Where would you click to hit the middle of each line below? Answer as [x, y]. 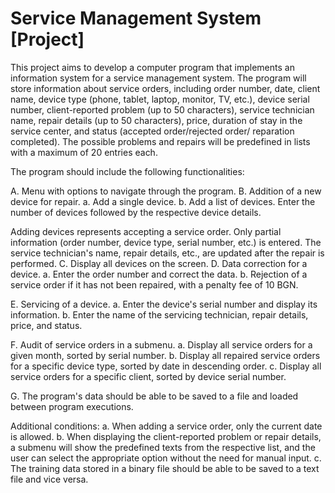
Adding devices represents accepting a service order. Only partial [146, 231]
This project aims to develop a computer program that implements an [152, 67]
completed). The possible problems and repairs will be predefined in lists [160, 141]
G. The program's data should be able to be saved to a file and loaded [154, 396]
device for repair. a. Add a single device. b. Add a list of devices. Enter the [163, 201]
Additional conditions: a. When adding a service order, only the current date [166, 426]
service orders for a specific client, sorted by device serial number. [148, 376]
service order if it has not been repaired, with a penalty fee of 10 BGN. [154, 284]
